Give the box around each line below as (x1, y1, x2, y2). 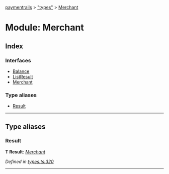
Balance (12, 68, 30, 74)
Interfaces (5, 57, 31, 64)
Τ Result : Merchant (5, 148, 46, 155)
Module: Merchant (5, 22, 84, 33)
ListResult (12, 73, 33, 79)
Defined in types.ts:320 (5, 158, 54, 164)
